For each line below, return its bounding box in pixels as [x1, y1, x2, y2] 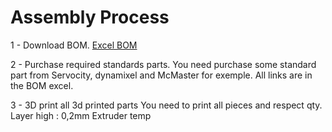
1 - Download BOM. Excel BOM [10, 39, 138, 51]
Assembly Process [10, 6, 170, 29]
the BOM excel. [10, 79, 74, 91]
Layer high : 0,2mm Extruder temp [10, 109, 152, 121]
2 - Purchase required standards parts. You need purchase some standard [10, 58, 317, 70]
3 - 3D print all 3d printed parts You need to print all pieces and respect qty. [10, 99, 323, 111]
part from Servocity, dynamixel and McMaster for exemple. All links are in [10, 69, 313, 81]
